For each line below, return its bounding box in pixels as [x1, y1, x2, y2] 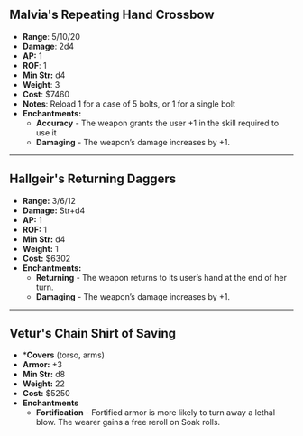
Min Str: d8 [22, 369, 66, 380]
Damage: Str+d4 [22, 205, 86, 216]
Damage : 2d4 [22, 41, 75, 51]
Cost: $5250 [22, 388, 70, 399]
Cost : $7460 [22, 88, 70, 99]
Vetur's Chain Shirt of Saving [9, 326, 177, 341]
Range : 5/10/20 [22, 31, 81, 42]
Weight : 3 [22, 79, 60, 89]
